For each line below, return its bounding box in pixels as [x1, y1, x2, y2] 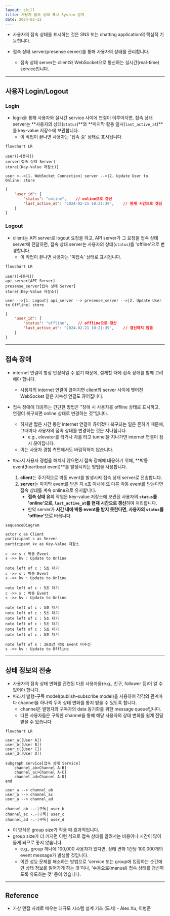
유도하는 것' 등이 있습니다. [29, 871, 81, 877]
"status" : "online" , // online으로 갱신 [23, 196, 112, 201]
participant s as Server [5, 536, 58, 541]
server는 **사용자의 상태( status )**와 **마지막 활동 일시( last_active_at [12, 121, 157, 127]
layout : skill [5, 7, 35, 13]
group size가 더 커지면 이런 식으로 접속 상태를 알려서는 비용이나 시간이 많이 [12, 833, 162, 839]
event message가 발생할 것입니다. [20, 852, 89, 859]
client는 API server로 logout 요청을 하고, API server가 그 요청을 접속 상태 [12, 234, 158, 241]
